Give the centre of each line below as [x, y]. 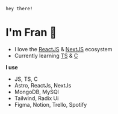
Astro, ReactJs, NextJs [43, 85]
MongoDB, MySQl [36, 92]
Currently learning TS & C [46, 55]
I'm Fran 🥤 [31, 33]
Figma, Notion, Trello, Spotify [51, 104]
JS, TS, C [26, 79]
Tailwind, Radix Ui [36, 98]
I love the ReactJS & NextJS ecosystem [63, 49]
